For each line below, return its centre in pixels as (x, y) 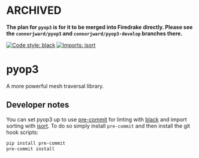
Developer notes (38, 105)
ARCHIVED (34, 11)
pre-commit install (31, 149)
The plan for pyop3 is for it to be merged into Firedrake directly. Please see (99, 27)
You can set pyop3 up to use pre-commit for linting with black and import (97, 119)
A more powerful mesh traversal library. (55, 86)
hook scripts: (22, 132)
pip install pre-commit (36, 143)
